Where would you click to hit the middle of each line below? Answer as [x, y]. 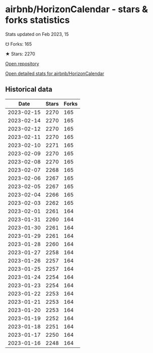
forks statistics [37, 20]
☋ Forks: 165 [18, 44]
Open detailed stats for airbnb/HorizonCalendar [55, 73]
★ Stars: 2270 [20, 54]
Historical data [29, 90]
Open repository [22, 63]
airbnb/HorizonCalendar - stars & [76, 9]
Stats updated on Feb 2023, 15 [37, 34]
